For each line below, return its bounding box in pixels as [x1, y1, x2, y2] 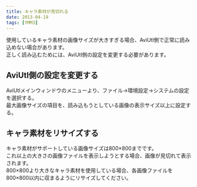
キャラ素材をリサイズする [6, 128, 99, 138]
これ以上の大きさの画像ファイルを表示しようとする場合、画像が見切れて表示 [6, 152, 192, 159]
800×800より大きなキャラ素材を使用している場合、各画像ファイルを [6, 167, 173, 174]
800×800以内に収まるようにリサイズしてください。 [6, 175, 132, 181]
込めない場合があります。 [6, 44, 68, 51]
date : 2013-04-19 [6, 14, 49, 20]
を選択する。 [6, 94, 37, 101]
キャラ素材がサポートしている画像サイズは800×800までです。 [6, 145, 157, 152]
